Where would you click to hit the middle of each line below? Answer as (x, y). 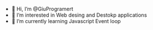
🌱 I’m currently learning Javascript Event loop (66, 21)
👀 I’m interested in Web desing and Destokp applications (79, 15)
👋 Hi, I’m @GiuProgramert (42, 9)
